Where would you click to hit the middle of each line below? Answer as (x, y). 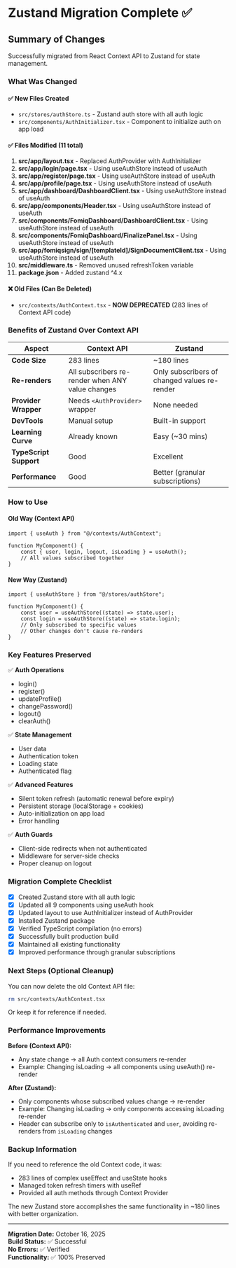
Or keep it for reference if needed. (57, 1012)
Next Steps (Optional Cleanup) (61, 971)
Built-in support (179, 420)
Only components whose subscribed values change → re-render (111, 1101)
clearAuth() (34, 721)
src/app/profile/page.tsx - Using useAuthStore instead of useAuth (115, 183)
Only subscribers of (186, 371)
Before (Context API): (40, 1045)
